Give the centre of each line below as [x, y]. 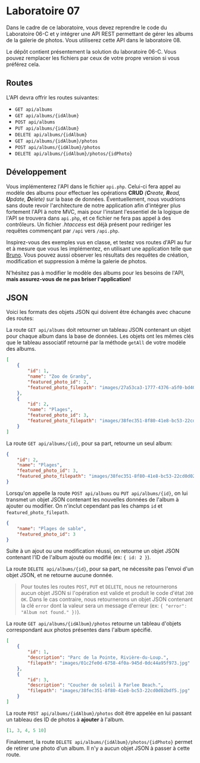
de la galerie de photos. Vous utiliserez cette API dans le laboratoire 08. [94, 40]
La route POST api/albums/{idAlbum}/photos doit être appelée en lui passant [99, 713]
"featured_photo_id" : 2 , [58, 382]
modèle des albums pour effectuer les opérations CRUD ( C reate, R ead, [93, 192]
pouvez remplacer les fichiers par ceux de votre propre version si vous [93, 58]
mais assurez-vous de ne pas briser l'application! [69, 279]
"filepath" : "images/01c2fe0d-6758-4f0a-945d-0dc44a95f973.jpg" [109, 663]
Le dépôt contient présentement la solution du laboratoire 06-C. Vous [91, 51]
